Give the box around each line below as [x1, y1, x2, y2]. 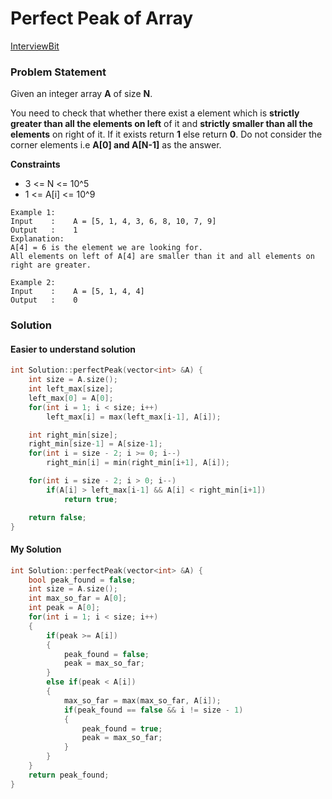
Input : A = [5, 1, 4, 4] [10, 287, 145, 297]
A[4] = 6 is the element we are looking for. [10, 243, 203, 253]
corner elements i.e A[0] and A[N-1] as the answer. [10, 139, 222, 151]
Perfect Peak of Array [10, 7, 194, 30]
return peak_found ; [28, 770, 110, 780]
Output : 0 [10, 295, 78, 306]
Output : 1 [10, 225, 78, 236]
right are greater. [10, 260, 92, 271]
